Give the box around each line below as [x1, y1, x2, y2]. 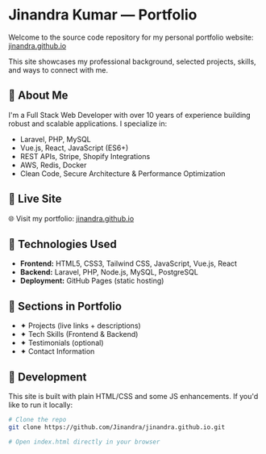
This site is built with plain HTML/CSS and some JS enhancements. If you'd [8, 392, 259, 401]
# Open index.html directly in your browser [8, 438, 160, 446]
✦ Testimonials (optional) [19, 338, 104, 348]
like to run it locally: [8, 400, 73, 410]
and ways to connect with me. [8, 65, 109, 74]
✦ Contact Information [19, 347, 95, 356]
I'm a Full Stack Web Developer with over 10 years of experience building [8, 110, 251, 120]
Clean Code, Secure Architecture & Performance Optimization [19, 168, 226, 179]
